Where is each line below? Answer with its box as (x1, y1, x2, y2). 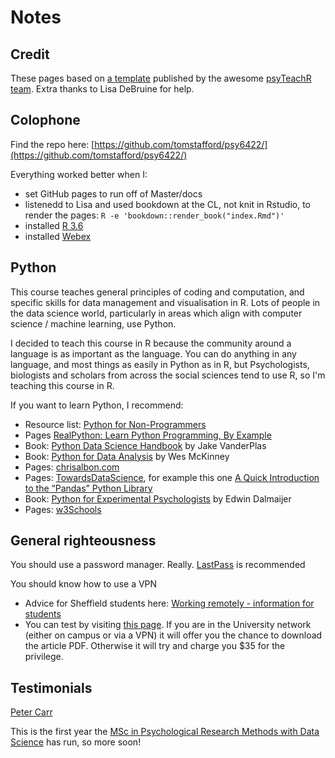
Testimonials (10, 679, 93, 696)
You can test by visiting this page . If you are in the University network (24, 619, 312, 631)
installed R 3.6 (24, 219, 84, 231)
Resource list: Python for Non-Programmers (24, 418, 207, 430)
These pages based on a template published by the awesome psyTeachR (10, 72, 312, 84)
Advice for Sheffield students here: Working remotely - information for (24, 597, 315, 610)
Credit (10, 46, 50, 63)
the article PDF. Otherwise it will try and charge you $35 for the (24, 640, 286, 652)
